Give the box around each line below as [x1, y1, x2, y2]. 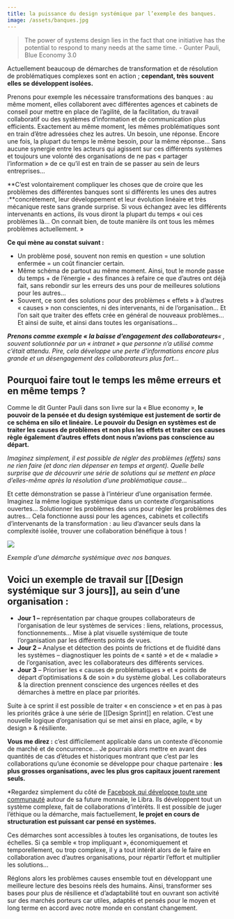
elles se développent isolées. [7, 79, 94, 87]
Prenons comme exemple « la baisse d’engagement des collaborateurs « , [7, 332, 225, 340]
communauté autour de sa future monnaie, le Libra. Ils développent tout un [7, 796, 221, 804]
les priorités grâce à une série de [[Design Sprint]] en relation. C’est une [7, 709, 214, 717]
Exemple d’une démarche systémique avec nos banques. [7, 554, 172, 562]
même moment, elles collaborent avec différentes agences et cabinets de [7, 100, 218, 108]
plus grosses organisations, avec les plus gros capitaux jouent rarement [7, 767, 221, 775]
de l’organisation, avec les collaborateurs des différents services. [17, 658, 204, 667]
